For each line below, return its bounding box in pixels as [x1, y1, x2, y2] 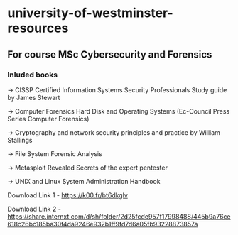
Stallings [7, 136, 33, 144]
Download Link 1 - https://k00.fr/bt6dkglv [7, 190, 128, 200]
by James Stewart [7, 93, 60, 102]
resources [7, 20, 69, 36]
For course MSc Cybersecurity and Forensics [7, 48, 212, 60]
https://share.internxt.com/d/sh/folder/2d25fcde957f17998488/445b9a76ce [7, 212, 231, 221]
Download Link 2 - [7, 204, 62, 213]
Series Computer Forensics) [7, 114, 90, 123]
